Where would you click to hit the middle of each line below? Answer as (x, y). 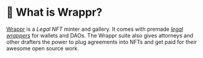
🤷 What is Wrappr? (54, 12)
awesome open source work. (43, 48)
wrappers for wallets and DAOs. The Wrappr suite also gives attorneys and (100, 35)
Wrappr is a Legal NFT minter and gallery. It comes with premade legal (95, 29)
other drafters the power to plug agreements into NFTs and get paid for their (102, 42)
